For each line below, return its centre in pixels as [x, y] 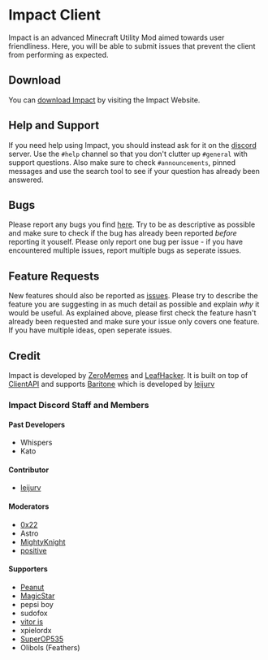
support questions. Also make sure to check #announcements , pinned [122, 162]
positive [33, 550]
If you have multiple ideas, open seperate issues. [90, 330]
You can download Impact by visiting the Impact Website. [104, 100]
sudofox [34, 613]
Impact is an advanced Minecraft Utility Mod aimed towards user [117, 37]
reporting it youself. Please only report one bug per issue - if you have [126, 242]
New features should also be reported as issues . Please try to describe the [133, 296]
